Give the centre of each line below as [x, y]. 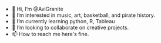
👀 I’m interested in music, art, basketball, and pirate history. [83, 15]
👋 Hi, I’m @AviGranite [37, 9]
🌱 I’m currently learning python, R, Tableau [63, 21]
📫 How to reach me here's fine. [50, 34]
